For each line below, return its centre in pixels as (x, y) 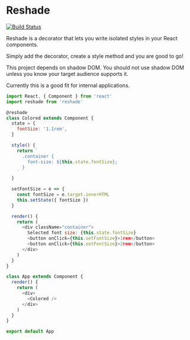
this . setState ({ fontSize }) (53, 200)
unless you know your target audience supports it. (67, 74)
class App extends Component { (45, 277)
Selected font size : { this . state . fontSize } (82, 233)
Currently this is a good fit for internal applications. (68, 85)
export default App (30, 332)
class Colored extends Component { (50, 118)
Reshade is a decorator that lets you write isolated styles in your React (92, 38)
